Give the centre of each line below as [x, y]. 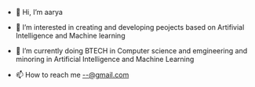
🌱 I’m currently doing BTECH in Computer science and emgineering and [131, 51]
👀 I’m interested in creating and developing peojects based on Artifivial [130, 27]
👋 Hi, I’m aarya [39, 12]
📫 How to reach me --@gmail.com [72, 75]
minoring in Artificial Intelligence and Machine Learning [105, 59]
